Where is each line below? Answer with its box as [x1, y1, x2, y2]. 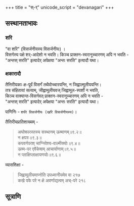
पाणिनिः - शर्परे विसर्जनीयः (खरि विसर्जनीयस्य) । [5, 109, 77, 115]
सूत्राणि [5, 192, 21, 201]
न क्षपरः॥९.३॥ [17, 134, 42, 140]
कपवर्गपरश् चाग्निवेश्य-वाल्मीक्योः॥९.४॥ [17, 140, 80, 146]
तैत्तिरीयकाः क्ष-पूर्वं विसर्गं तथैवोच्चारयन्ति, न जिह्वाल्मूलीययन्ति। [5, 81, 102, 87]
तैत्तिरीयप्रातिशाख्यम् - [5, 119, 38, 125]
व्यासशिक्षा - [5, 162, 24, 168]
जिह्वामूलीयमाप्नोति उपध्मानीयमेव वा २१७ [17, 172, 80, 178]
